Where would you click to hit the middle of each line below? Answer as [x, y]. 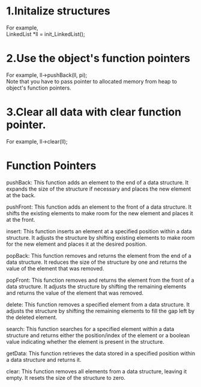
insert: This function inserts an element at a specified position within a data [99, 231]
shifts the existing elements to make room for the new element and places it [100, 213]
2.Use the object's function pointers [98, 59]
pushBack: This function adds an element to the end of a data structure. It [97, 182]
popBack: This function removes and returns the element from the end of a [99, 255]
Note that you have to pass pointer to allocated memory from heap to [91, 81]
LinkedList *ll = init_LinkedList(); [46, 34]
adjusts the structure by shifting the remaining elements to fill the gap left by [100, 311]
